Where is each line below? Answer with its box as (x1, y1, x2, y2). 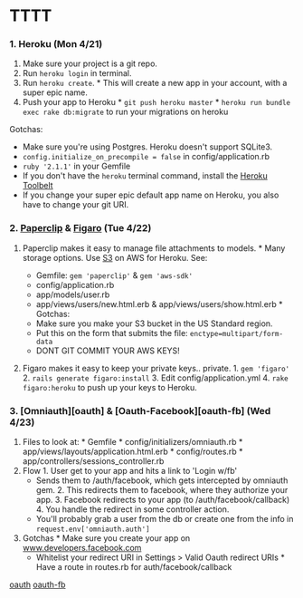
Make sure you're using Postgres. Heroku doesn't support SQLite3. (22, 141, 273, 152)
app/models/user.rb (35, 289, 110, 300)
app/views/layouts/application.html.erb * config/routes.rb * (22, 446, 243, 458)
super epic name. (22, 87, 89, 98)
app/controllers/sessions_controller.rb (22, 456, 165, 467)
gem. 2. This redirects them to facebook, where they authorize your (35, 485, 289, 496)
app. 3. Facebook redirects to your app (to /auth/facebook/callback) (35, 495, 290, 506)
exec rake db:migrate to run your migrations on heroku (22, 106, 229, 118)
